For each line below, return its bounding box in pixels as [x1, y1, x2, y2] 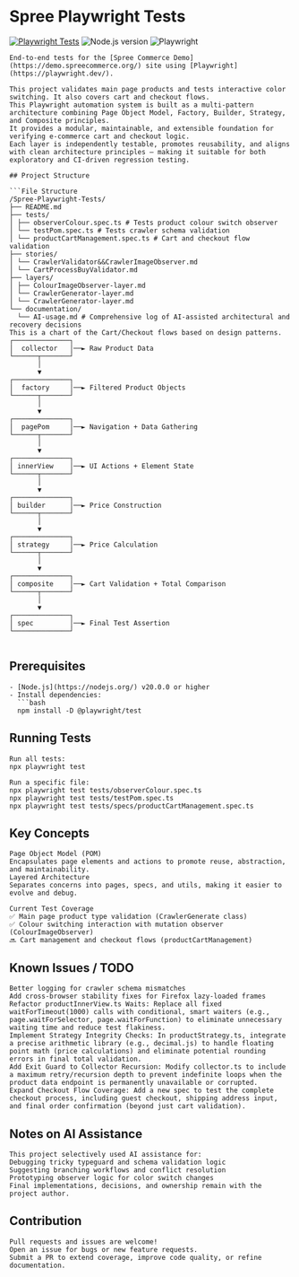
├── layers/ [9, 273, 54, 282]
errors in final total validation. [9, 1054, 142, 1064]
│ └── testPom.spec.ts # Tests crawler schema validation [9, 226, 230, 235]
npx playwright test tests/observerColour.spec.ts [9, 785, 202, 795]
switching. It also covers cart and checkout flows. [9, 92, 210, 101]
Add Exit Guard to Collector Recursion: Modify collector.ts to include [9, 1063, 286, 1071]
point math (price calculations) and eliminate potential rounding [9, 1047, 267, 1056]
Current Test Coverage [9, 905, 94, 914]
